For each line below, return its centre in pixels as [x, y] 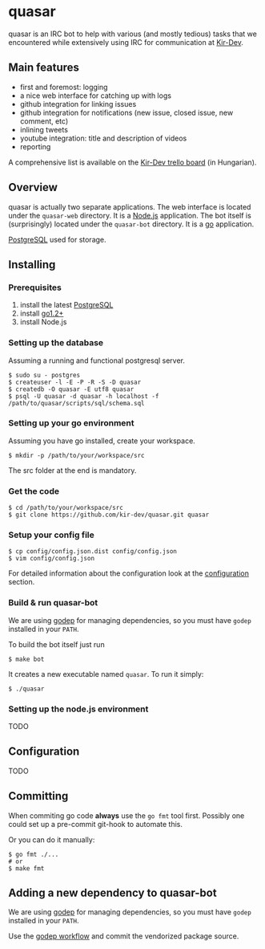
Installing [32, 265]
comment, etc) [44, 121]
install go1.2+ [42, 314]
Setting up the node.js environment [78, 709]
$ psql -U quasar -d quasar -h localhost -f [84, 396]
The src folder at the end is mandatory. [72, 470]
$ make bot [26, 659]
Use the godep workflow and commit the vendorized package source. [124, 936]
